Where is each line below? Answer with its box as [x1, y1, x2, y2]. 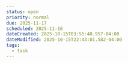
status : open [6, 8, 39, 15]
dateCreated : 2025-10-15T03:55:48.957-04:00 [6, 31, 120, 37]
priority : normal [6, 14, 50, 20]
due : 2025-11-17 [6, 20, 47, 26]
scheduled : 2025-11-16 [6, 25, 63, 32]
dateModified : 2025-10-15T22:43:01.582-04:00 [6, 37, 122, 43]
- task [11, 48, 28, 54]
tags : [6, 43, 20, 49]
